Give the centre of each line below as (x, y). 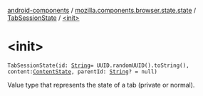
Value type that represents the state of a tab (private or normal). (101, 85)
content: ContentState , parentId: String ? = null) (83, 71)
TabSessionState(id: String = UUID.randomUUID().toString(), (99, 65)
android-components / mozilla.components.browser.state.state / (102, 10)
